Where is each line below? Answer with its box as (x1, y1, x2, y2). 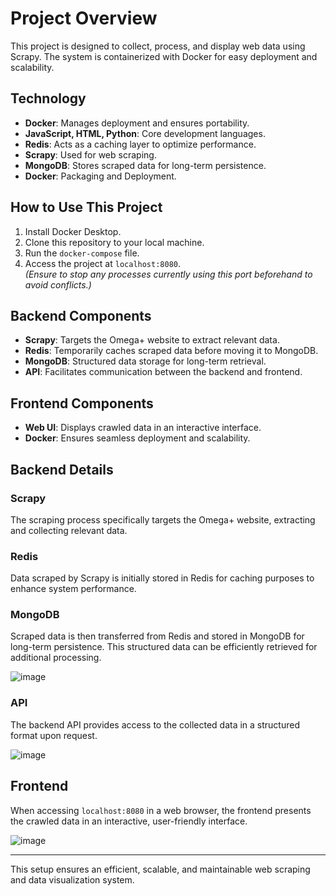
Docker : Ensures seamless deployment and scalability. (24, 432, 251, 444)
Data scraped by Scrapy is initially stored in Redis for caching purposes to (10, 572, 315, 584)
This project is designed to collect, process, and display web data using (10, 40, 306, 52)
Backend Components (10, 307, 152, 324)
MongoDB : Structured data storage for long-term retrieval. (24, 355, 267, 367)
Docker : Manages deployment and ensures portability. (24, 117, 250, 129)
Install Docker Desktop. (24, 225, 122, 237)
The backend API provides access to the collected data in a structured (10, 718, 300, 731)
